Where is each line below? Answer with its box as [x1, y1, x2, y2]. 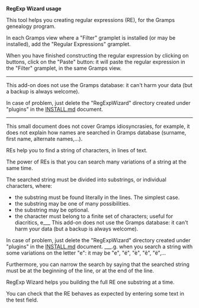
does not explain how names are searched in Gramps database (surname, [6, 129, 187, 136]
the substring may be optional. [14, 207, 89, 213]
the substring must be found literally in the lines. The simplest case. [14, 194, 180, 201]
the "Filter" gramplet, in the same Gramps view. [6, 65, 122, 72]
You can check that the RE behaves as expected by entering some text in [6, 290, 185, 297]
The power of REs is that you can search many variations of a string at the [6, 158, 187, 165]
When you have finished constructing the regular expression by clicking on [6, 52, 189, 59]
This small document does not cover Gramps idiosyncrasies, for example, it [6, 123, 190, 130]
